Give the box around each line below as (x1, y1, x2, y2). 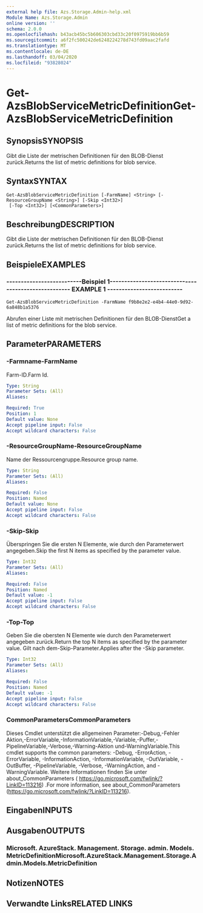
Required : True (6, 405, 45, 411)
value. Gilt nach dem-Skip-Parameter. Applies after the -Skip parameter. (6, 645, 185, 652)
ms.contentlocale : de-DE (6, 49, 69, 55)
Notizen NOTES (6, 878, 64, 888)
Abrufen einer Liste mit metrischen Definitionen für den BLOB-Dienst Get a (6, 315, 191, 322)
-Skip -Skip (6, 527, 39, 535)
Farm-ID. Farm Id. (6, 371, 49, 378)
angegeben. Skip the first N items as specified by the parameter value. (6, 547, 181, 555)
